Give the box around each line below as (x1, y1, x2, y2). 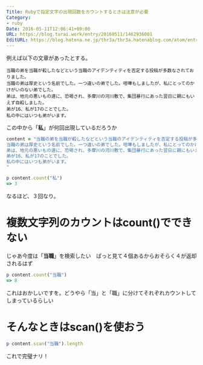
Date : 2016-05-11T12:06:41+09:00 (6, 25, 91, 32)
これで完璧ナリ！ (6, 352, 49, 360)
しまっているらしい (6, 297, 54, 304)
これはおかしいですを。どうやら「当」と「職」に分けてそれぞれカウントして (6, 289, 196, 297)
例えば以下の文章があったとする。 (6, 54, 91, 61)
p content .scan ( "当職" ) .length (6, 340, 83, 347)
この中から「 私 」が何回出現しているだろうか (6, 124, 117, 131)
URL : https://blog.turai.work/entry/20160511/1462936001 (6, 31, 153, 38)
